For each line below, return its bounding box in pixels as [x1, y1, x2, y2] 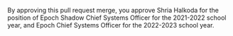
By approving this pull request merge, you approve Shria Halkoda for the [7, 6, 219, 14]
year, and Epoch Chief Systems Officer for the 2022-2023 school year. [7, 21, 215, 29]
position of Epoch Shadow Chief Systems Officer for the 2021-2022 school [7, 13, 227, 22]
